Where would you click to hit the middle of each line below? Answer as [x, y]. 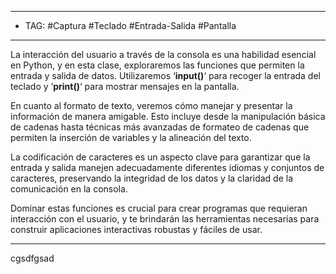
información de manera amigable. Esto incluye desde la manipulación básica [168, 116]
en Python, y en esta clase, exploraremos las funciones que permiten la [157, 65]
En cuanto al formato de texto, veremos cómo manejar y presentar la [151, 105]
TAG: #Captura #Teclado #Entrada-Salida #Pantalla [130, 25]
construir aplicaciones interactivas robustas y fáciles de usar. [136, 229]
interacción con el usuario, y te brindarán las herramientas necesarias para [165, 219]
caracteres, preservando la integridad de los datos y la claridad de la [152, 178]
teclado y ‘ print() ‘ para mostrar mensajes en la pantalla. [125, 86]
